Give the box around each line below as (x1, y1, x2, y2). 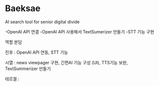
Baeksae (5, 3, 41, 14)
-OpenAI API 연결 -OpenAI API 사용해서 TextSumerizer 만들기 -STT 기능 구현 (5, 29, 154, 34)
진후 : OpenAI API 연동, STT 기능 (5, 49, 68, 55)
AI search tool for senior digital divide (5, 19, 80, 25)
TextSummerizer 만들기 (5, 66, 51, 72)
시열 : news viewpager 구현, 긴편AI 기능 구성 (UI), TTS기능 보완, (5, 59, 128, 65)
